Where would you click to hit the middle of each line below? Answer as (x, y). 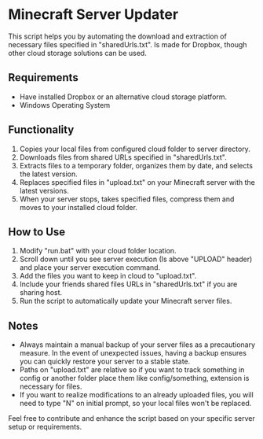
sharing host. (41, 293)
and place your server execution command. (90, 267)
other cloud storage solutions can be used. (77, 53)
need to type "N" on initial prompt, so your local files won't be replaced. (135, 404)
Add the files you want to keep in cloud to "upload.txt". (108, 276)
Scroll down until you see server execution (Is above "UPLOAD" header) (136, 259)
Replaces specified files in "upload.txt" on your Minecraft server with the (137, 182)
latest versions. (44, 190)
